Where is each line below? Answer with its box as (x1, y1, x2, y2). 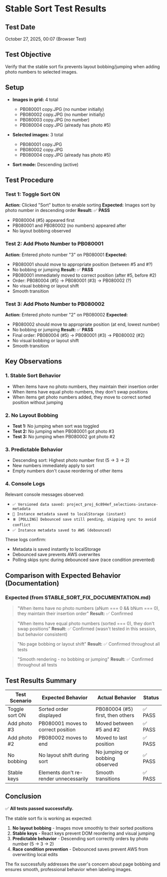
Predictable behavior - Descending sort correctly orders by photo (12, 835, 149, 841)
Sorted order (38, 705, 69, 712)
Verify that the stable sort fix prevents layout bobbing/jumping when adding (5, 63, 160, 70)
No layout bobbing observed (12, 228, 71, 234)
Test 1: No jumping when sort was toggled (12, 423, 99, 429)
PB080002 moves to (38, 734, 87, 741)
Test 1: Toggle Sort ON (5, 191, 60, 197)
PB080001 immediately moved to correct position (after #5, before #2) (12, 272, 157, 278)
